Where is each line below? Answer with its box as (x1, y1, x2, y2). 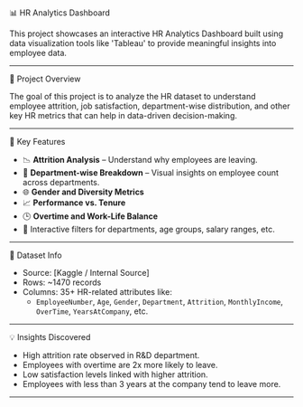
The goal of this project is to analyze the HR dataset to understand (9, 91, 256, 101)
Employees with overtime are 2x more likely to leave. (22, 360, 218, 370)
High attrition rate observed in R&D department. (22, 350, 200, 360)
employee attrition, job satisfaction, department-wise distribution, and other (9, 100, 290, 111)
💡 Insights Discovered (9, 332, 91, 342)
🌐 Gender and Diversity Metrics (22, 186, 144, 197)
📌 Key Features (9, 137, 66, 147)
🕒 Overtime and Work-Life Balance (22, 211, 158, 222)
